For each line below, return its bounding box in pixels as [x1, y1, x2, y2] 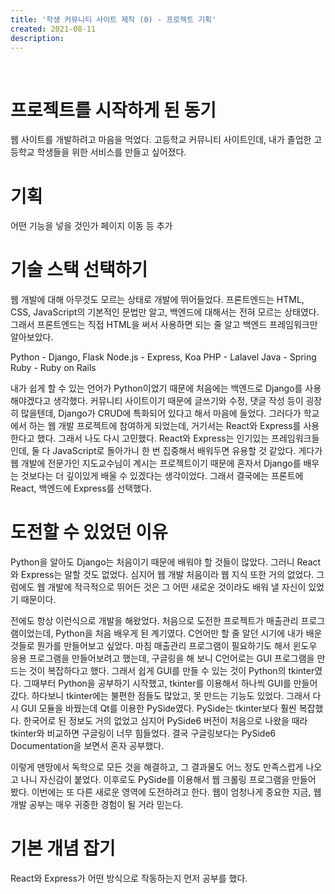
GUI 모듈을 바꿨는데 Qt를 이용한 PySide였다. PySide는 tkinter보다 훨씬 [20, 702, 297, 715]
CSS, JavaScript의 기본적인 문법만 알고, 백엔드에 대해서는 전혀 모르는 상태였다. [10, 306, 320, 318]
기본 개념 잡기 [10, 837, 116, 860]
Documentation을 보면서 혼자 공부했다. [10, 740, 165, 752]
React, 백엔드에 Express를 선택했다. [10, 482, 152, 495]
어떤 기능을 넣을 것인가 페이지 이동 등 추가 [10, 220, 173, 232]
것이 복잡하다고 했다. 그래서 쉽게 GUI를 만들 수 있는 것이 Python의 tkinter [28, 665, 315, 677]
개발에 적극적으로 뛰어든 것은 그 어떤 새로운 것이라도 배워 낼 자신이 [47, 581, 307, 593]
